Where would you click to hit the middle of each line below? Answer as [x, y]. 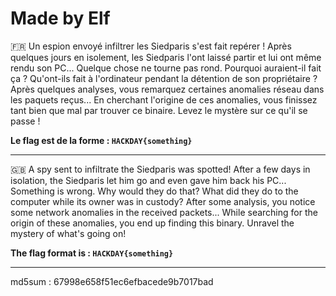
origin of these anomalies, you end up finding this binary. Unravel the [152, 223]
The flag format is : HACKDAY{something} [92, 253]
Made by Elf [60, 18]
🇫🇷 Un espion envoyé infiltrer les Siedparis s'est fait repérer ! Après [151, 46]
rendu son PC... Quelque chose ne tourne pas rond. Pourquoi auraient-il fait [166, 68]
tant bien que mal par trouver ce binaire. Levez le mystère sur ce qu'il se [159, 110]
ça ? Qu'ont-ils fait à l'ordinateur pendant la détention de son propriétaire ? [164, 78]
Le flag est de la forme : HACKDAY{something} [101, 140]
